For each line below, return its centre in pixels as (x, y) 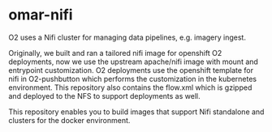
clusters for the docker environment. (69, 120)
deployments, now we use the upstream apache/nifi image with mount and (133, 62)
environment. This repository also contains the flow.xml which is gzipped (130, 87)
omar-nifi (41, 15)
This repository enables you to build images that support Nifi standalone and (136, 112)
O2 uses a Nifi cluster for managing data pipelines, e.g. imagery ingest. (127, 37)
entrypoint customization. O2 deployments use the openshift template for (131, 70)
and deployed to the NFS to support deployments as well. (104, 96)
